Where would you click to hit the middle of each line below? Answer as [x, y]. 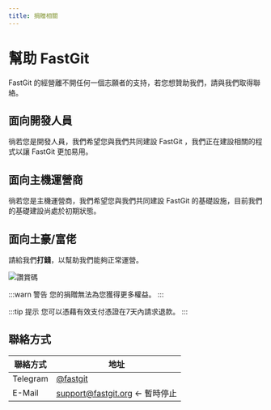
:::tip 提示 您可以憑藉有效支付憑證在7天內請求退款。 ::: [98, 312]
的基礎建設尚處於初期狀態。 [55, 211]
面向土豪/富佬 [42, 239]
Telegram [30, 378]
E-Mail [25, 392]
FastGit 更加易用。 [62, 152]
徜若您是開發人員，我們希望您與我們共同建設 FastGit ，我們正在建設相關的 [132, 142]
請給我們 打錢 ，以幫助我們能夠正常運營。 [76, 260]
